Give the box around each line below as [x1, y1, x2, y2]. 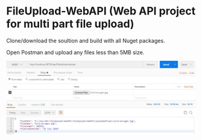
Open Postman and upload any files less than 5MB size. [6, 48, 145, 56]
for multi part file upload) [6, 17, 134, 31]
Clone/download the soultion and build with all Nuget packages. [6, 37, 165, 44]
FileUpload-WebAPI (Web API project [6, 4, 196, 18]
